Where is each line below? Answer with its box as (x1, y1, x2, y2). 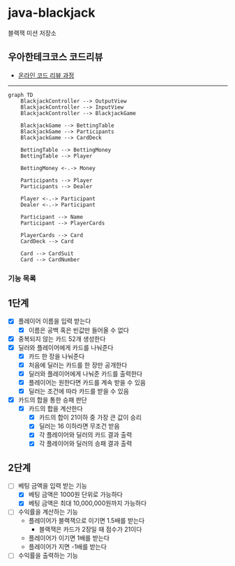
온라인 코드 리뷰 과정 (17, 71, 75, 79)
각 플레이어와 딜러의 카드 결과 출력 (38, 431, 132, 439)
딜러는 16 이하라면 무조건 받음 (38, 422, 121, 430)
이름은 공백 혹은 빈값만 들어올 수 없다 (28, 326, 130, 334)
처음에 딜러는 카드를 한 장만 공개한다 (28, 360, 128, 369)
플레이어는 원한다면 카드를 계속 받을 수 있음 (28, 378, 146, 386)
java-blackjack (8, 5, 96, 21)
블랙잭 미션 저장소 (8, 29, 56, 37)
